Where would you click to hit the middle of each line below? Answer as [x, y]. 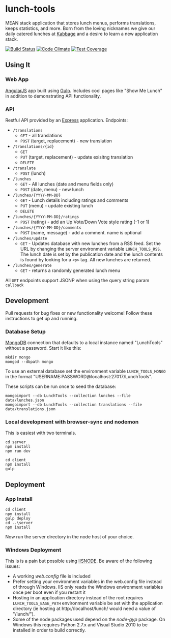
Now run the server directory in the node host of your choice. [69, 537]
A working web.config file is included [51, 576]
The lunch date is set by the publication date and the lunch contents [91, 254]
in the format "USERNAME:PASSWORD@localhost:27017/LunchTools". [79, 377]
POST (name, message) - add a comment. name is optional [81, 232]
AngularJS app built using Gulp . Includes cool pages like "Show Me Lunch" [84, 90]
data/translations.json [31, 409]
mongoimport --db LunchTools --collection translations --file [74, 405]
